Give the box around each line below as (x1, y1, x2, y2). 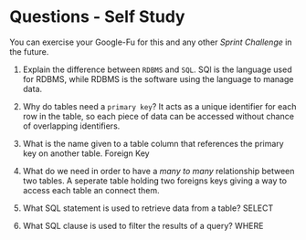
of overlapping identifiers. (22, 120, 121, 131)
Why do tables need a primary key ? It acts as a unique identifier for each (22, 100, 297, 111)
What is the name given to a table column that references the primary (22, 138, 285, 149)
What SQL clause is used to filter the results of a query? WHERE (22, 220, 264, 231)
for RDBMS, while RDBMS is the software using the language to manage (22, 73, 294, 84)
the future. (9, 46, 49, 57)
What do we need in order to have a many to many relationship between (22, 165, 295, 176)
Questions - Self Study (9, 6, 185, 27)
